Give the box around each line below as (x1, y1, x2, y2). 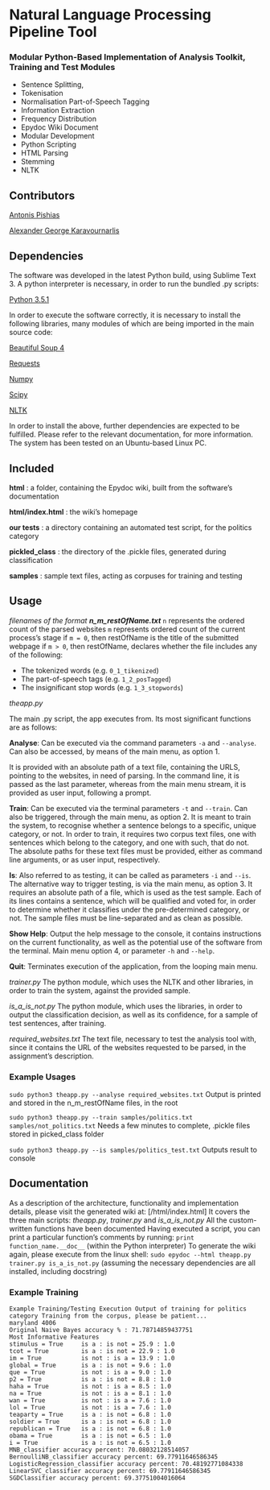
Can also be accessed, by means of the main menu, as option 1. (9, 747, 220, 756)
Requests (9, 358, 41, 368)
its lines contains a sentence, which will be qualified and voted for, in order (9, 896, 256, 905)
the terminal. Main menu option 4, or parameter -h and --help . (9, 946, 215, 955)
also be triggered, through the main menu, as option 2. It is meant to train (9, 812, 252, 822)
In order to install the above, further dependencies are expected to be (9, 421, 240, 431)
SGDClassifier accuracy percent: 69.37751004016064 (9, 1474, 186, 1483)
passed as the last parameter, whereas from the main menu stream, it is (9, 779, 247, 788)
